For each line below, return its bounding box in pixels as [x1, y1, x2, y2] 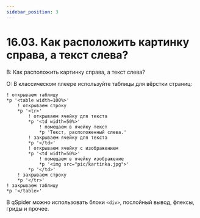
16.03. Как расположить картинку [6, 35, 190, 49]
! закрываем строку [17, 172, 67, 178]
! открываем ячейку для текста [28, 113, 108, 119]
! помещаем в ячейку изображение [38, 156, 124, 162]
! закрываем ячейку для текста [28, 135, 108, 141]
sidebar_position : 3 [6, 9, 59, 15]
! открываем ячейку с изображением [28, 145, 119, 151]
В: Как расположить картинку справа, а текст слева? [6, 68, 145, 76]
